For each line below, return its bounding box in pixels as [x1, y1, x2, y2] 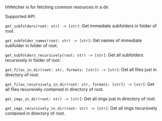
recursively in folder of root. [5, 57, 61, 63]
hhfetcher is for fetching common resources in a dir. [5, 4, 110, 10]
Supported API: [5, 14, 36, 19]
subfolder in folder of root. [5, 43, 58, 48]
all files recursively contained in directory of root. [5, 86, 104, 92]
